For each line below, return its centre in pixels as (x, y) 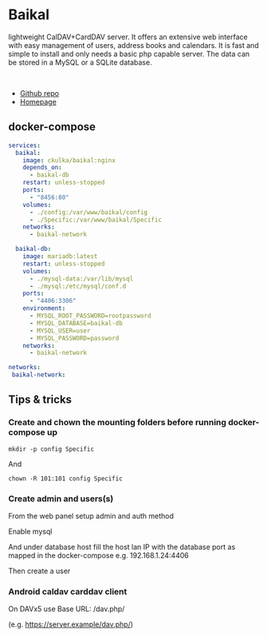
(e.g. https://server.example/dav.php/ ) (71, 624)
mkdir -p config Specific (51, 449)
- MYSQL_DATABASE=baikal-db (76, 323)
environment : (44, 309)
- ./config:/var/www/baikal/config (88, 212)
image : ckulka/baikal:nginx (69, 160)
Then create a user (39, 571)
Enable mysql (30, 531)
